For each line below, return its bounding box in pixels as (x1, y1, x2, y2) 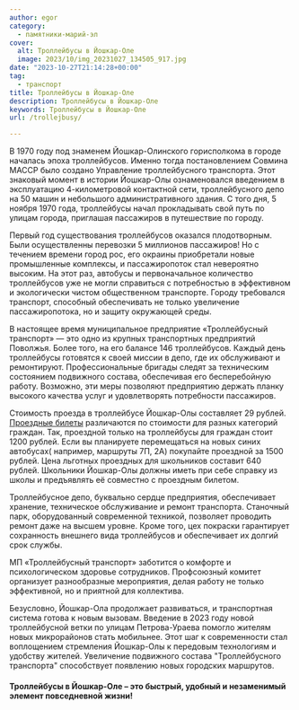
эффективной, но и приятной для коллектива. (9, 585, 184, 597)
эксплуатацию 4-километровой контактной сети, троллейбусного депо (9, 184, 285, 195)
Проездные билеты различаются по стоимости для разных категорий (9, 417, 278, 428)
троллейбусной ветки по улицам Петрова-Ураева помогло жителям (9, 622, 271, 633)
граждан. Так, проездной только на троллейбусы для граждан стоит (9, 427, 274, 438)
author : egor (9, 13, 58, 22)
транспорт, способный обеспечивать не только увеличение (9, 297, 240, 308)
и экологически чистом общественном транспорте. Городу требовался (9, 287, 286, 298)
